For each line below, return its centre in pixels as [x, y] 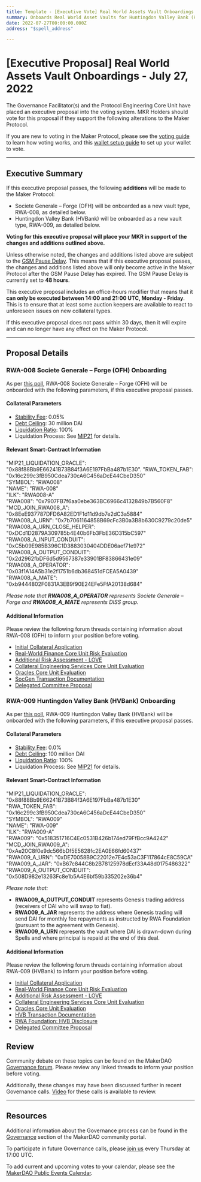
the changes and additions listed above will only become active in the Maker [100, 267]
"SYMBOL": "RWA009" [34, 819]
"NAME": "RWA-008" [32, 489]
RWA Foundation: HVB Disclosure [56, 1021]
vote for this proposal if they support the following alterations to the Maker [98, 118]
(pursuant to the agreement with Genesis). [67, 925]
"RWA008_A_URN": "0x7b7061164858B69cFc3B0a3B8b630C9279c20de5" [99, 521]
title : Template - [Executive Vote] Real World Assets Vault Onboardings [100, 12]
